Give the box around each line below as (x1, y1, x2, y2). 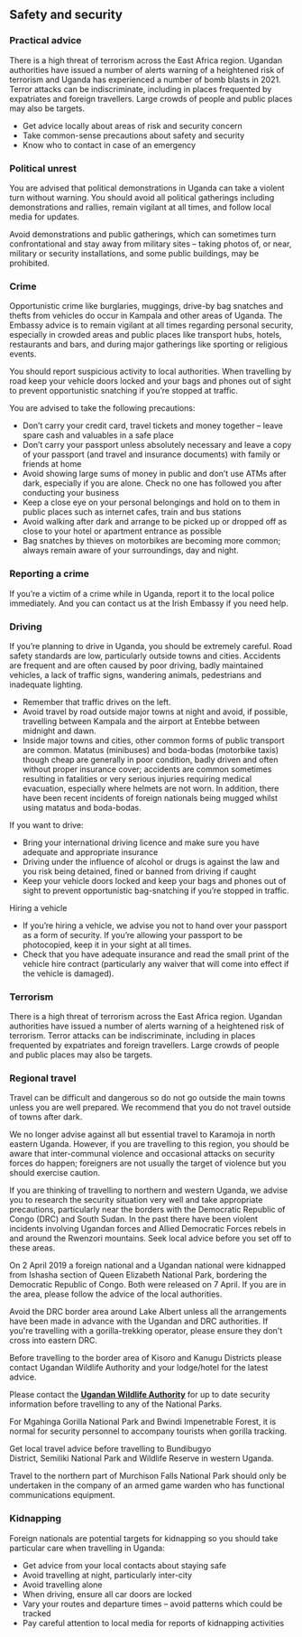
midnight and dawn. (22, 725, 96, 736)
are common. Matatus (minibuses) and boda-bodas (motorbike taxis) (22, 744, 279, 755)
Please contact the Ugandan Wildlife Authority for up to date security (9, 1390, 270, 1400)
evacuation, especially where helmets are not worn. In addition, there (22, 783, 279, 794)
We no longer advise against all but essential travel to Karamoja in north (9, 1129, 276, 1140)
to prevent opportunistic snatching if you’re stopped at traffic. (9, 386, 239, 396)
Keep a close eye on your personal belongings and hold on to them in (22, 497, 280, 508)
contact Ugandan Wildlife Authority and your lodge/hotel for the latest (9, 1363, 269, 1373)
